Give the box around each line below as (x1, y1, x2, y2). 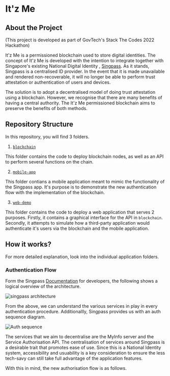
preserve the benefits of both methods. (5, 105, 88, 111)
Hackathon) (5, 42, 30, 48)
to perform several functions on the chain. (5, 158, 94, 165)
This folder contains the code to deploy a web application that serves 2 (5, 209, 155, 215)
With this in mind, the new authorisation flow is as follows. (5, 365, 127, 371)
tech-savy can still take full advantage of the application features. (5, 355, 143, 361)
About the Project (5, 23, 63, 32)
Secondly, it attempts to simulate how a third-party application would (5, 220, 150, 226)
